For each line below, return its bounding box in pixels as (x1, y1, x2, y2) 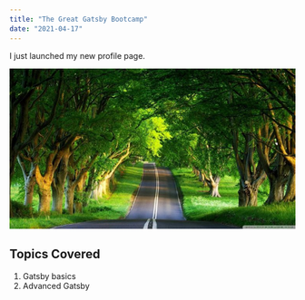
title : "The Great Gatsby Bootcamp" (9, 15, 148, 24)
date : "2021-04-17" (9, 24, 84, 34)
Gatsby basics (22, 270, 76, 281)
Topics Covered (9, 247, 101, 262)
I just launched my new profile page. (9, 50, 145, 61)
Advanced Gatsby (22, 280, 91, 291)
